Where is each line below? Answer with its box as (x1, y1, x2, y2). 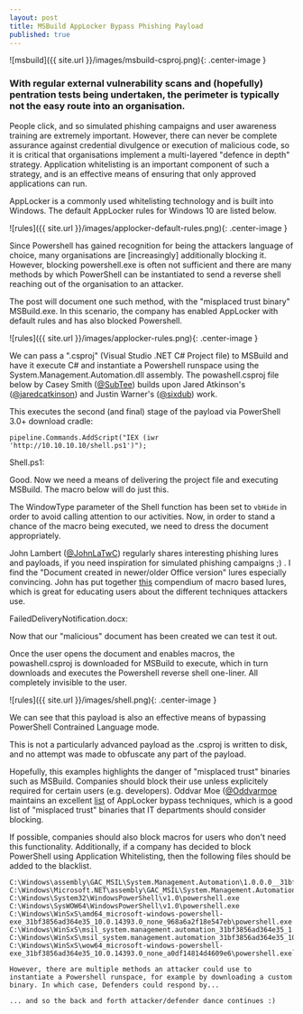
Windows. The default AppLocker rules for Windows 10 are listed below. (9, 205, 277, 216)
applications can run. (9, 178, 87, 189)
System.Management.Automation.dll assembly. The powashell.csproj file (9, 369, 280, 380)
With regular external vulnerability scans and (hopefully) (9, 78, 263, 90)
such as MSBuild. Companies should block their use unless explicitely (9, 776, 269, 786)
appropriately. (9, 530, 61, 541)
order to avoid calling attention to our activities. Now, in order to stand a (9, 511, 276, 522)
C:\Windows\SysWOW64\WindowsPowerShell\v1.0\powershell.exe (9, 901, 241, 910)
